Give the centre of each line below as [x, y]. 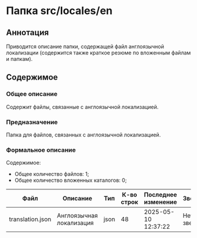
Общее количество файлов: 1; [52, 174]
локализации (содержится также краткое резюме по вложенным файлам [98, 53]
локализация [75, 223]
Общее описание [32, 94]
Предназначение [32, 122]
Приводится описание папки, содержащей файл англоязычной [85, 46]
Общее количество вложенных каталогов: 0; [71, 181]
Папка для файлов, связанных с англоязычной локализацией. [84, 135]
